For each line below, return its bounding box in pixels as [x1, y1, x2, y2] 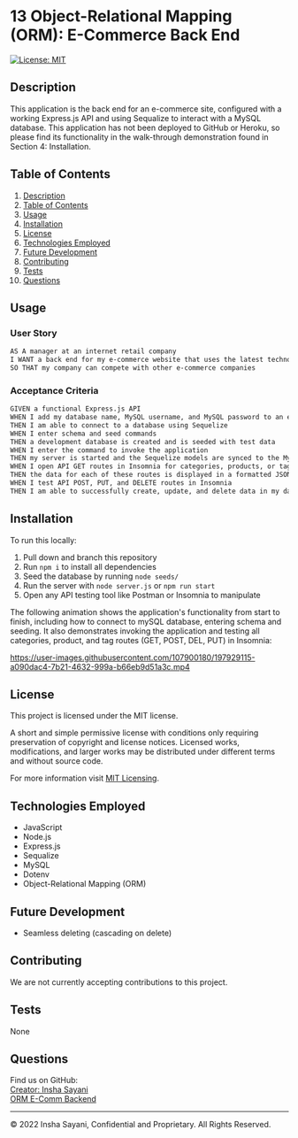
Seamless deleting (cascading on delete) [22, 927, 172, 939]
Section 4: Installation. [10, 141, 91, 151]
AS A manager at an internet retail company [10, 347, 177, 356]
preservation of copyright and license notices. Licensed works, [10, 737, 240, 748]
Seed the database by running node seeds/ [22, 571, 180, 581]
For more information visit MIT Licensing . [10, 773, 160, 784]
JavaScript [22, 822, 63, 833]
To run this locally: [10, 534, 78, 545]
